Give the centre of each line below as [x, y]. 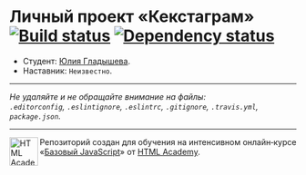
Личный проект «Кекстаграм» [132, 17]
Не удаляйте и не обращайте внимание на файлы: [108, 96]
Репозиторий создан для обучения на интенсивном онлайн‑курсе [168, 141]
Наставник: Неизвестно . [67, 71]
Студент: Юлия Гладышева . [76, 61]
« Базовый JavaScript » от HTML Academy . [120, 151]
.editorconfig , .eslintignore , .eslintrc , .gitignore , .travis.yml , [134, 106]
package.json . [35, 116]
